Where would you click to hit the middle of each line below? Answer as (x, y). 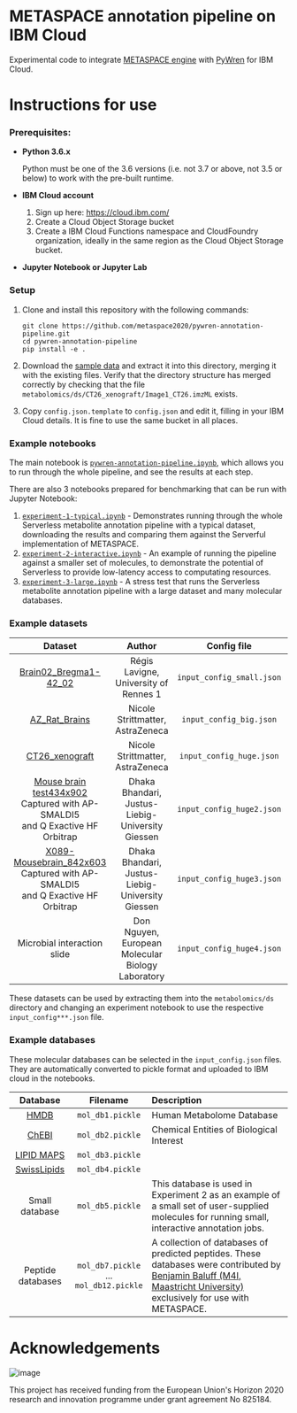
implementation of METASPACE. (80, 544)
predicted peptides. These (206, 1253)
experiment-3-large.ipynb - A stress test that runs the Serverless (141, 582)
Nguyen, (142, 932)
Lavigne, (142, 672)
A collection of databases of (210, 1242)
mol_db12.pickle (109, 1285)
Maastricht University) (198, 1286)
